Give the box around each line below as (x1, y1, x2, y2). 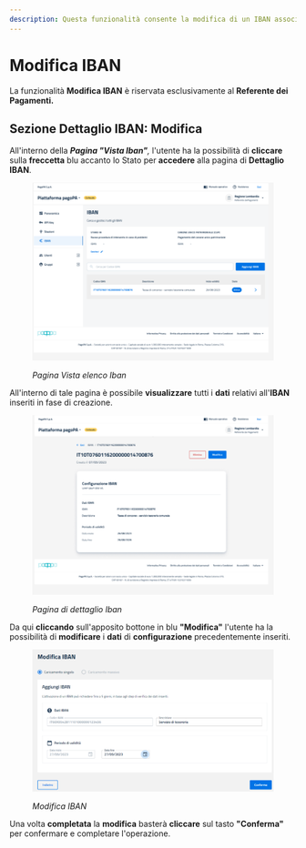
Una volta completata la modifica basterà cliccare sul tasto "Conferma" (9, 818, 284, 829)
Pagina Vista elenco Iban (32, 369, 127, 380)
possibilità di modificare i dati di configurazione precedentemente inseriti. (9, 631, 291, 642)
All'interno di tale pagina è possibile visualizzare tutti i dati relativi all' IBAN (9, 387, 290, 398)
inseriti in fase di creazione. (9, 397, 113, 408)
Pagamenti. (9, 95, 55, 106)
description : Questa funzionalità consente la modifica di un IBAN (9, 15, 271, 24)
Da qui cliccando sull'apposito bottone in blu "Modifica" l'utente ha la (9, 621, 273, 632)
